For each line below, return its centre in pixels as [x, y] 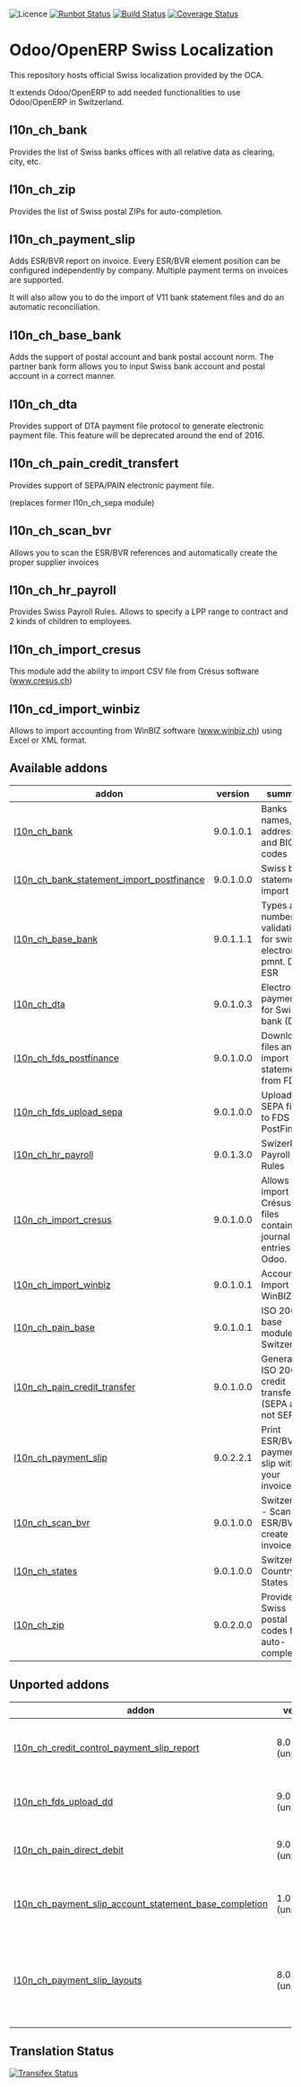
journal [276, 1237]
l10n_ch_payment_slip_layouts [78, 1980]
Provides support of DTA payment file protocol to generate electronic [137, 426]
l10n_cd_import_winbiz [75, 709]
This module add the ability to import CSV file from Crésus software [134, 671]
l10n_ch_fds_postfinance [66, 1058]
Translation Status [62, 2052]
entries [276, 1247]
